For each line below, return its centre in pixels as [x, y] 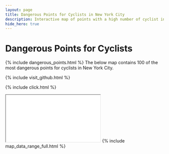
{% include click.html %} [31, 87]
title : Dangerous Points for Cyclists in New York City [65, 15]
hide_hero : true [22, 24]
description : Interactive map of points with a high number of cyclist [82, 19]
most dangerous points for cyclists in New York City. [60, 68]
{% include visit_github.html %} [38, 78]
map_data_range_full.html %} [35, 146]
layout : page [19, 10]
